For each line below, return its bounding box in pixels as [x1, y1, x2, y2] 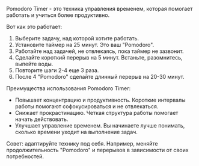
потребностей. [6, 153, 44, 160]
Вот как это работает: [6, 23, 62, 30]
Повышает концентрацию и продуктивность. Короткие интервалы [14, 96, 186, 103]
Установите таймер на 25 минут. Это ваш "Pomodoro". [14, 41, 155, 48]
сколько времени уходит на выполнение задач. [14, 129, 138, 135]
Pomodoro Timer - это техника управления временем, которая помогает [6, 5, 193, 12]
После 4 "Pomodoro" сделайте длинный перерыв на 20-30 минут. [14, 73, 185, 80]
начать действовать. [14, 115, 69, 123]
